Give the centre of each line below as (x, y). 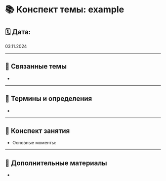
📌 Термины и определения (49, 99)
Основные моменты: (34, 143)
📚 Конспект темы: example (65, 10)
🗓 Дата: (18, 32)
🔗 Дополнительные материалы (56, 163)
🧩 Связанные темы (36, 67)
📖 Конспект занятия (38, 131)
